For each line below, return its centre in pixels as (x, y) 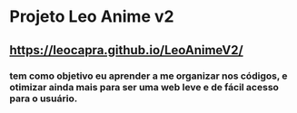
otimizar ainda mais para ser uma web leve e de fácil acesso (144, 87)
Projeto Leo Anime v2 (92, 17)
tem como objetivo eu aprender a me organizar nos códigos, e (148, 76)
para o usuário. (44, 99)
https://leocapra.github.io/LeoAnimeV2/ (126, 50)
